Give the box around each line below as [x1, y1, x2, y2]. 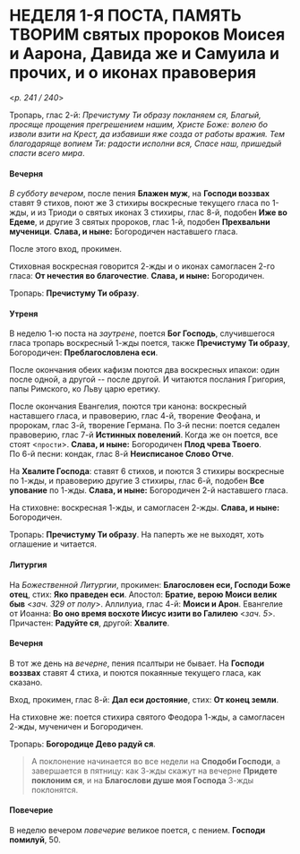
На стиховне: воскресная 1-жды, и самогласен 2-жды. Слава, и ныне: [9, 503, 280, 513]
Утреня [9, 308, 39, 319]
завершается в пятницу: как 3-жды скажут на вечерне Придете [30, 765, 278, 776]
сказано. [9, 677, 43, 687]
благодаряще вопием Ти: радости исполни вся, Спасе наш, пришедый [9, 138, 282, 149]
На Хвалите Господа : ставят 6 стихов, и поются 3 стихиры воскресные [9, 466, 285, 477]
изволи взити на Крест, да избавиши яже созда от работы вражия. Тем [9, 128, 285, 139]
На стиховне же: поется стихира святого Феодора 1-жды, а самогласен [9, 712, 285, 722]
